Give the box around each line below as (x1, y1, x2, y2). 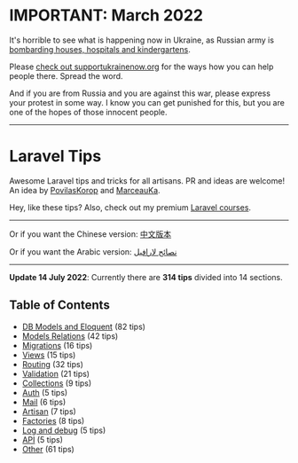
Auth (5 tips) (21, 387, 68, 397)
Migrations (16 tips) (21, 340, 93, 350)
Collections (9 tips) (21, 378, 92, 388)
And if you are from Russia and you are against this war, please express (9, 88, 271, 98)
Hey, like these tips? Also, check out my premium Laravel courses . (9, 201, 251, 213)
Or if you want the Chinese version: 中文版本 (9, 228, 171, 239)
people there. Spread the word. (9, 70, 123, 81)
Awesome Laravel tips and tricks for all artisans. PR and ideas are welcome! (9, 175, 286, 186)
